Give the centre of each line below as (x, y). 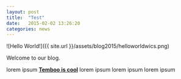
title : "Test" (26, 18)
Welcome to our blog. (34, 58)
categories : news (28, 29)
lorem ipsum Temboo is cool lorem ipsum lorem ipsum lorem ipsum (91, 70)
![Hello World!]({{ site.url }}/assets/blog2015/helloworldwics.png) (88, 46)
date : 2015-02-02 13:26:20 (43, 23)
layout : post (23, 12)
